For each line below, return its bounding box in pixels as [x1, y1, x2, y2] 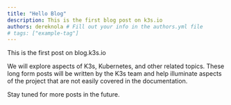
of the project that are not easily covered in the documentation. [7, 77, 188, 86]
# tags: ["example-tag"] [7, 29, 79, 37]
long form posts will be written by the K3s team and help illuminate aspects [7, 70, 222, 78]
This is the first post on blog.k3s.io [7, 49, 106, 57]
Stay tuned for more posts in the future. [7, 90, 120, 99]
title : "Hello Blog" [7, 10, 67, 17]
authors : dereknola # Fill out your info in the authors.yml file [7, 23, 203, 30]
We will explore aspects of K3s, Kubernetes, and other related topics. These [7, 62, 225, 70]
